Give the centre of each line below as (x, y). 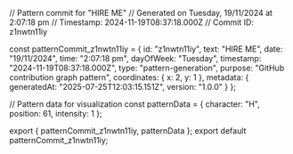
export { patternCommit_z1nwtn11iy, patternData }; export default (128, 131)
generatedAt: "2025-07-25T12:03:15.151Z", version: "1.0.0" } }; (122, 87)
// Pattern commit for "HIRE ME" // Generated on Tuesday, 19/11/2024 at (141, 13)
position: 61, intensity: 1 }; (56, 113)
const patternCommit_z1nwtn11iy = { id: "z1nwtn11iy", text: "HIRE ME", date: (146, 49)
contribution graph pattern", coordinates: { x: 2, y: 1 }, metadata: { (129, 77)
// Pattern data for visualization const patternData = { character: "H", (134, 104)
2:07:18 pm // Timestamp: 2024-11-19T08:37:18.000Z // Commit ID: (131, 22)
